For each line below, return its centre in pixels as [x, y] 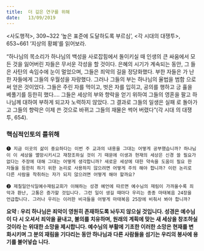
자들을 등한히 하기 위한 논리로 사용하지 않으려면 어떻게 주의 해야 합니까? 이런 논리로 [99, 168]
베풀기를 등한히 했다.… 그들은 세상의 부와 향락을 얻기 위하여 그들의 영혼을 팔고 [99, 94]
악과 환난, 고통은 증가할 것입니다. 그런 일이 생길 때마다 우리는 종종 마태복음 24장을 [99, 193]
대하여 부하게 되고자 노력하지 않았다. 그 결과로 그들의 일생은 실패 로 [102, 102]
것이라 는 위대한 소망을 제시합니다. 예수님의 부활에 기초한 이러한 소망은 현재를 [97, 227]
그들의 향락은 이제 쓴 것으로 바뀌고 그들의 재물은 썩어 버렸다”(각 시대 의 [97, 110]
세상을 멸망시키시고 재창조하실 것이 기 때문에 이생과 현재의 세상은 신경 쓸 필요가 [108, 155]
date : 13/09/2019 [31, 18]
